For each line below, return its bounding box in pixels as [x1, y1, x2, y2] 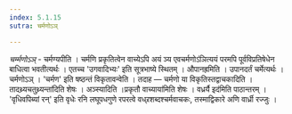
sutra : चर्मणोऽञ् [9, 21, 58, 30]
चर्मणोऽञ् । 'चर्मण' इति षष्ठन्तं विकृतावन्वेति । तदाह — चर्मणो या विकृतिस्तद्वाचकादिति [9, 73, 246, 85]
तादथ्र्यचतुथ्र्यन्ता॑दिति [9, 84, 65, 94]
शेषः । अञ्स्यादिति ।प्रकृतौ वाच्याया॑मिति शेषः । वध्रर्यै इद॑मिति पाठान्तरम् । [66, 84, 267, 94]
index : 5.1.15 [9, 12, 62, 22]
